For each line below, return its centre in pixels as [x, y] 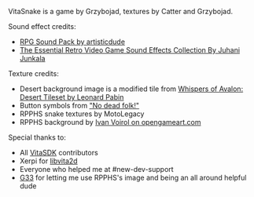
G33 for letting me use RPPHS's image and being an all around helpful [133, 177]
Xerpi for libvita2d [48, 161]
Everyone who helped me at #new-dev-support [97, 169]
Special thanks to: [37, 137]
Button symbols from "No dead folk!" [79, 106]
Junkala [32, 58]
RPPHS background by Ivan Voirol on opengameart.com [110, 122]
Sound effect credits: [42, 26]
